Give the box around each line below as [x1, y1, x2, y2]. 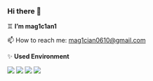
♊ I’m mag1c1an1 [7, 22, 58, 31]
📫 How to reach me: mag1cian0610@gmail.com [7, 36, 146, 45]
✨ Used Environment [7, 52, 69, 61]
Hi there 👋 [7, 6, 42, 16]
